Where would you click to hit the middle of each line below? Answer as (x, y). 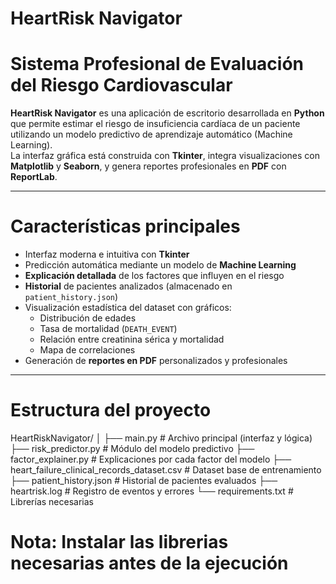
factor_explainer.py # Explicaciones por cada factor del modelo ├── (151, 459)
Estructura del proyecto (111, 410)
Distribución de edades (88, 318)
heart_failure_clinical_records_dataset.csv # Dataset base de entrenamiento (166, 470)
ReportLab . (34, 177)
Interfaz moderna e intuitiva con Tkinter (107, 254)
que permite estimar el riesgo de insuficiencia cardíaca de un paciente (155, 124)
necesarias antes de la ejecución (149, 563)
